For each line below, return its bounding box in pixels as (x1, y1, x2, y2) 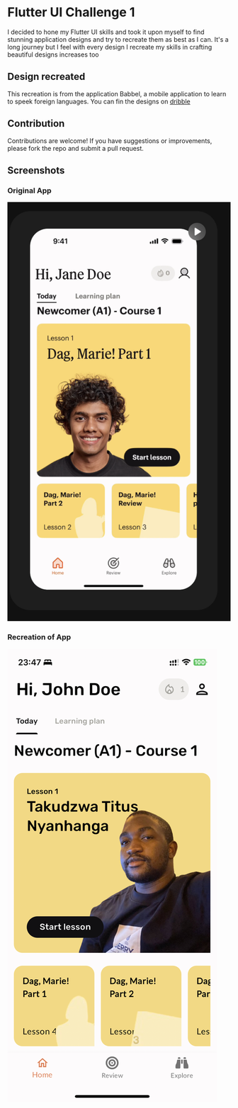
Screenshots (7, 164, 65, 176)
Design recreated (7, 71, 86, 83)
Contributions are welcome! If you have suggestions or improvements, (7, 136, 212, 145)
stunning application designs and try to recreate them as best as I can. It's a (7, 35, 229, 43)
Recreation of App (7, 632, 72, 642)
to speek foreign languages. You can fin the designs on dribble (7, 97, 191, 105)
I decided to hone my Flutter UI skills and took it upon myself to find (7, 28, 205, 36)
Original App (7, 185, 52, 195)
